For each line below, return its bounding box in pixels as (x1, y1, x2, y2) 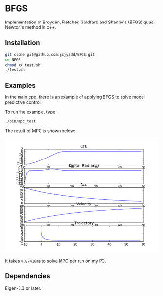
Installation (5, 39, 40, 47)
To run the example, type (5, 109, 56, 115)
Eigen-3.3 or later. (5, 285, 41, 291)
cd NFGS (5, 57, 21, 62)
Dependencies (5, 272, 50, 280)
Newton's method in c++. (5, 24, 56, 30)
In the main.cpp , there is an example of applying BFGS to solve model (5, 94, 145, 100)
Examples (5, 81, 36, 90)
